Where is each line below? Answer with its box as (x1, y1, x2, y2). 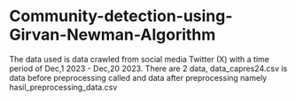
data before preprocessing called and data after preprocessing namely (9, 72, 268, 83)
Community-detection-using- (9, 6, 233, 26)
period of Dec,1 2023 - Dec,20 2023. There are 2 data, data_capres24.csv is (9, 63, 288, 74)
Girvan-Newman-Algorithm (9, 25, 216, 45)
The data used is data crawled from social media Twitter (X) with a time (9, 54, 270, 64)
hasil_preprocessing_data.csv (9, 82, 118, 92)
